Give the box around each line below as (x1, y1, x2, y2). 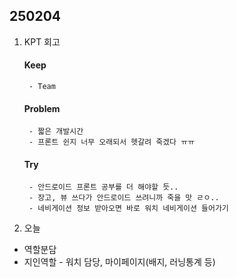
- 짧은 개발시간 (28, 127, 84, 137)
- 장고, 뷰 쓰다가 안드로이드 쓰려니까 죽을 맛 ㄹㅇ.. (28, 193, 220, 203)
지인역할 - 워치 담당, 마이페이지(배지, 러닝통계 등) (23, 256, 216, 268)
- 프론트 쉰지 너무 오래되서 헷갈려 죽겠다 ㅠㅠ (28, 137, 196, 148)
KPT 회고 (23, 35, 61, 48)
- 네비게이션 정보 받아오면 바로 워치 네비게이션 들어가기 (28, 204, 229, 214)
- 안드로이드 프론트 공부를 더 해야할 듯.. (28, 182, 179, 193)
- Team (28, 82, 56, 92)
